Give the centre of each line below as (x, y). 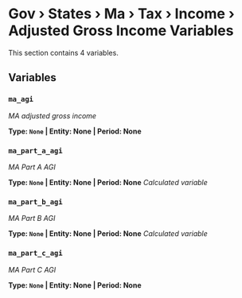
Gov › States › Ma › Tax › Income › (121, 14)
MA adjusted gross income (53, 115)
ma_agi (21, 99)
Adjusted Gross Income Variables (121, 31)
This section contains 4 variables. (64, 52)
